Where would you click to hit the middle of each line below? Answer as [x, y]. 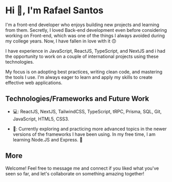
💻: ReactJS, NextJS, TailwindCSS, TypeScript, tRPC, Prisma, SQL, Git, [87, 111]
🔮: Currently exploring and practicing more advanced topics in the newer [90, 129]
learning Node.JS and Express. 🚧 [48, 139]
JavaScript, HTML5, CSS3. [41, 119]
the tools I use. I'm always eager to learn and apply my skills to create [79, 77]
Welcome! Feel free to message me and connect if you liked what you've [82, 168]
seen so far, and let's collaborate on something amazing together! [75, 173]
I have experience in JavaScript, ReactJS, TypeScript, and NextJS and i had [85, 51]
